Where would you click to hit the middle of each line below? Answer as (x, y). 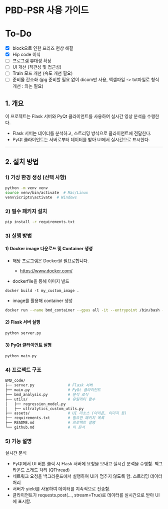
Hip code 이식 (26, 55)
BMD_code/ (15, 381)
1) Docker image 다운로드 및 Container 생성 (49, 249)
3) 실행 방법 (18, 236)
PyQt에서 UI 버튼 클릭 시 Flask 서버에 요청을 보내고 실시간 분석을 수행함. (83, 464)
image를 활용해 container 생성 (42, 300)
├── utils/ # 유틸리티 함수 (50, 399)
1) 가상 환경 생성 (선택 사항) (36, 177)
